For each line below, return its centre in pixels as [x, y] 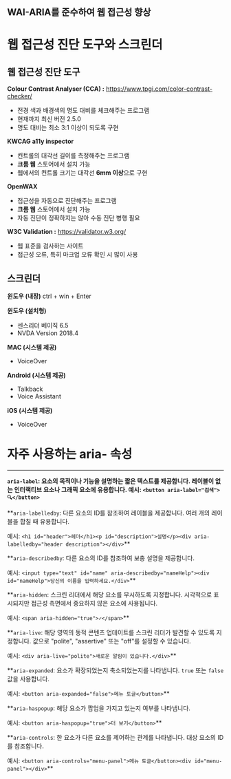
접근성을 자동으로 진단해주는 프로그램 [67, 201]
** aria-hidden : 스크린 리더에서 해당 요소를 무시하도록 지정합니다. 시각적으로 [110, 595]
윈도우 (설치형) [27, 311]
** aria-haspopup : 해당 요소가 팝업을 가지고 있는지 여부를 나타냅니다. [99, 708]
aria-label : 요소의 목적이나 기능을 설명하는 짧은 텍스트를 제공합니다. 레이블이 [111, 481]
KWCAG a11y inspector [41, 141]
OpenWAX [22, 186]
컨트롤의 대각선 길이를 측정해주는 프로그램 [73, 156]
